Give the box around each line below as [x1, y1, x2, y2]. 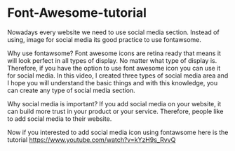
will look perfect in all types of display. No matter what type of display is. [7, 56, 217, 64]
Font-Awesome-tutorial [7, 5, 147, 21]
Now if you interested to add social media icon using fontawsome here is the [7, 128, 229, 136]
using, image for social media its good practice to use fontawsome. [7, 35, 202, 43]
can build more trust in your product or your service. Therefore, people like [7, 107, 224, 115]
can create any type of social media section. [7, 86, 135, 94]
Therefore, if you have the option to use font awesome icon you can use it [7, 64, 221, 72]
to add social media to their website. [7, 114, 112, 123]
